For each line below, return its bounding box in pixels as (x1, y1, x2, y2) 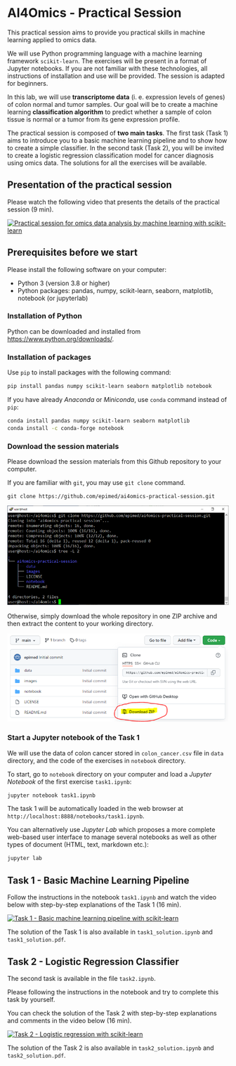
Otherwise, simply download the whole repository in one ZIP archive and (7, 611, 218, 620)
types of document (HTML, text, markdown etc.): (7, 840, 149, 849)
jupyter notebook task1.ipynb (7, 792, 96, 799)
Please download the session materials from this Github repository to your (7, 457, 222, 466)
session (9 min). (7, 205, 54, 214)
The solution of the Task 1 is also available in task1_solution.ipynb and (7, 928, 213, 936)
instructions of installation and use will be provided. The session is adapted (7, 72, 225, 80)
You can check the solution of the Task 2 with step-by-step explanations (7, 1008, 217, 1017)
